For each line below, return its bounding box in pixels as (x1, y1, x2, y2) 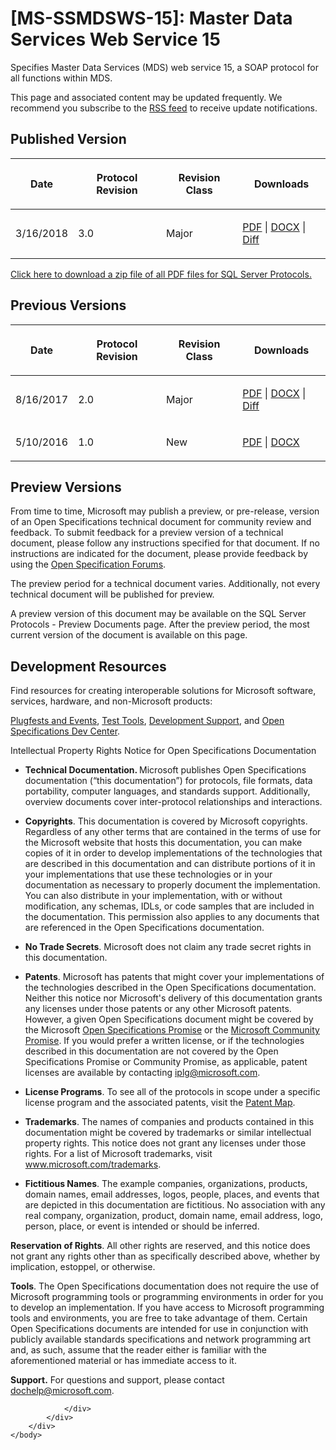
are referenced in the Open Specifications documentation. (24, 922, 265, 934)
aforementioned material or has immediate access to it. (10, 1355, 237, 1367)
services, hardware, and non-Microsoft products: (10, 695, 213, 707)
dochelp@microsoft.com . (10, 1385, 115, 1397)
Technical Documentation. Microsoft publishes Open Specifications (24, 764, 307, 776)
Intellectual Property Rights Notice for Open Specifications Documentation (10, 745, 317, 757)
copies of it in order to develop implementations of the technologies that (24, 847, 323, 859)
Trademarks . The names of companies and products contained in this (24, 1116, 315, 1128)
